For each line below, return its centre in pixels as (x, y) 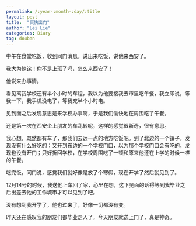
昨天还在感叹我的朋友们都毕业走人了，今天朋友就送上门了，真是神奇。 (90, 217)
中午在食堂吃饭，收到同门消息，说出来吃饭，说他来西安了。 (78, 56)
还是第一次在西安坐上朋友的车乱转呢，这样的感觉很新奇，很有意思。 (88, 126)
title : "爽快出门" (28, 22)
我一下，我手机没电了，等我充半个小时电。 (57, 101)
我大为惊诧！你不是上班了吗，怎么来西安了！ (60, 69)
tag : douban (20, 39)
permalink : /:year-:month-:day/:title (53, 11)
